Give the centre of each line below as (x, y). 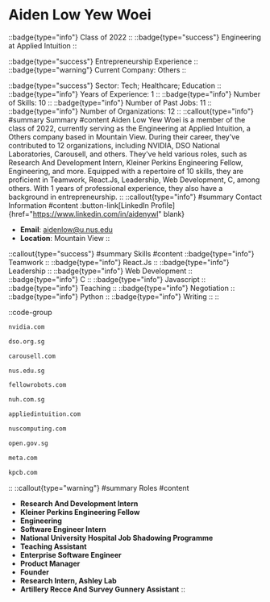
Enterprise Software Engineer (71, 554)
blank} (174, 214)
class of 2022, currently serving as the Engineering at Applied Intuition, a (130, 128)
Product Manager (50, 563)
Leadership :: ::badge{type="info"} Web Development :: (101, 271)
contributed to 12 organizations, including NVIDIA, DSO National (114, 145)
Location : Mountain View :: (65, 238)
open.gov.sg (28, 443)
